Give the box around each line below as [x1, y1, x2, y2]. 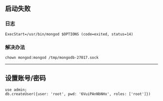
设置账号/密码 [5, 74, 46, 83]
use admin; [5, 87, 27, 92]
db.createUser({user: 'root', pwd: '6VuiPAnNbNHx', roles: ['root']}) [5, 91, 151, 96]
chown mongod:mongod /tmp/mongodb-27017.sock [5, 55, 98, 60]
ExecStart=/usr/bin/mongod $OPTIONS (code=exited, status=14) [5, 32, 133, 36]
